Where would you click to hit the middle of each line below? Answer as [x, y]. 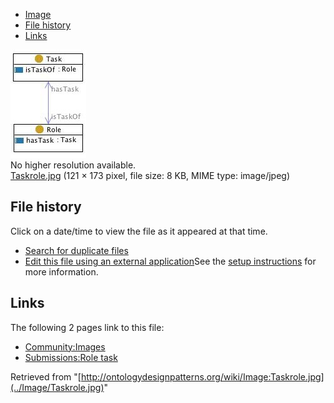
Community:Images [65, 346]
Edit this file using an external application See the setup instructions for [170, 261]
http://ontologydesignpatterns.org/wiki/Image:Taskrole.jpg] [202, 376]
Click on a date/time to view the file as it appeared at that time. [139, 231]
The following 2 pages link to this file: [87, 327]
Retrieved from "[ [46, 376]
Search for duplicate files [76, 250]
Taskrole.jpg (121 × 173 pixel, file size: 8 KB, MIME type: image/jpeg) [150, 175]
